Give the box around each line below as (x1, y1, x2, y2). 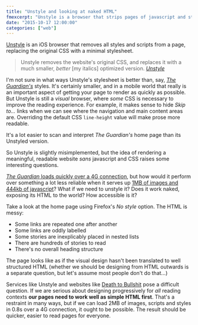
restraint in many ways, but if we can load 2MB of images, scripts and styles (6, 300, 192, 307)
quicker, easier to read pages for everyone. (6, 312, 111, 319)
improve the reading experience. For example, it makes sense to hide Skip (6, 101, 186, 109)
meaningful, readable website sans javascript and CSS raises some (6, 155, 170, 162)
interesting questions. (6, 162, 59, 169)
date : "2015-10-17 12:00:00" (6, 19, 78, 25)
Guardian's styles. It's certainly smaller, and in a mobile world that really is (6, 83, 187, 90)
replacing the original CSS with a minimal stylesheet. (6, 48, 134, 55)
